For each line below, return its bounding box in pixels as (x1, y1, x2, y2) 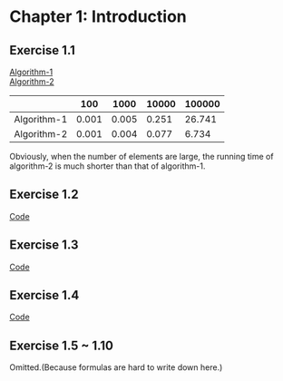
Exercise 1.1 (9, 43, 75, 58)
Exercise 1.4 (9, 288, 80, 303)
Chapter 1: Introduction (9, 6, 188, 27)
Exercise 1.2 (9, 187, 79, 202)
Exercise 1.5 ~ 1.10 (9, 337, 113, 353)
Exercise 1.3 (9, 238, 79, 253)
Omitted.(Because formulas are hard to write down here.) (9, 362, 223, 373)
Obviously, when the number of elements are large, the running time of (9, 151, 274, 161)
